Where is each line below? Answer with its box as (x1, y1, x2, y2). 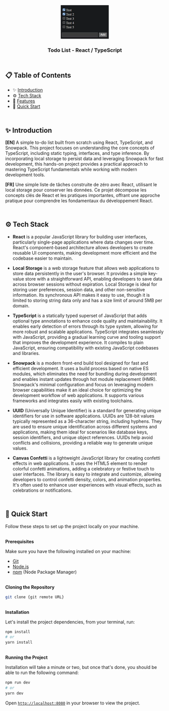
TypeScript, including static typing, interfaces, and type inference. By (5, 150, 150, 156)
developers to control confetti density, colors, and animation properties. (12, 476, 162, 483)
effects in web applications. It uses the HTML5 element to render (12, 460, 148, 466)
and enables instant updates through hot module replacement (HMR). (12, 376, 157, 382)
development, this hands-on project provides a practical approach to (5, 161, 148, 167)
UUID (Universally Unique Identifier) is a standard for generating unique (12, 407, 161, 413)
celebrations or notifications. (12, 487, 73, 493)
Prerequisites (5, 538, 34, 544)
